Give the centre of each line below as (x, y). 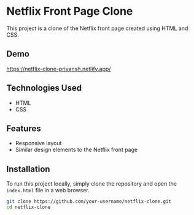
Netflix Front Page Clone (70, 11)
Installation (28, 169)
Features (24, 128)
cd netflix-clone (29, 207)
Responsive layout (38, 143)
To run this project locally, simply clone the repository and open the (91, 184)
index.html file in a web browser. (48, 190)
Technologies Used (44, 88)
